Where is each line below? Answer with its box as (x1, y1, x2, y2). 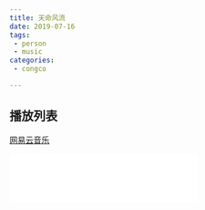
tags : (9, 30, 30, 39)
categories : (9, 56, 55, 65)
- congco (13, 65, 47, 74)
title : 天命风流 (9, 13, 66, 23)
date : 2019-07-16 (9, 22, 76, 31)
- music (13, 47, 43, 57)
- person (13, 38, 47, 48)
